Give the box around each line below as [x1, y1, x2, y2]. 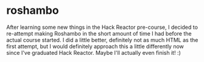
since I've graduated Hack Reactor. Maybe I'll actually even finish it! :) [6, 49, 181, 56]
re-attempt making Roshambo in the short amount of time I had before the [6, 29, 192, 37]
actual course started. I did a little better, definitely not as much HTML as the [6, 36, 199, 43]
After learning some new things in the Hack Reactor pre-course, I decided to [6, 23, 198, 31]
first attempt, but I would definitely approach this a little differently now [6, 43, 185, 50]
